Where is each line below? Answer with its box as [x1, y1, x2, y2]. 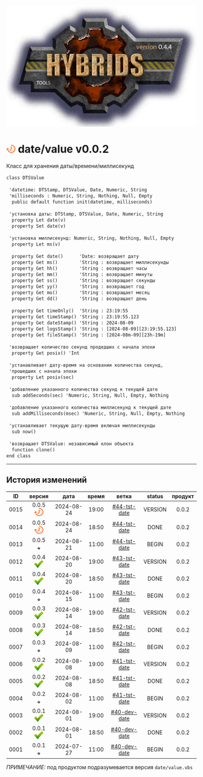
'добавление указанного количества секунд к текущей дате [8, 386, 158, 392]
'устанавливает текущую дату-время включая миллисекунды [8, 423, 155, 429]
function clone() [11, 447, 56, 453]
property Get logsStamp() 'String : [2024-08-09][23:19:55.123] [11, 326, 177, 332]
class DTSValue [6, 175, 45, 181]
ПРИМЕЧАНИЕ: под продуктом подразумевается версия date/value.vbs [6, 764, 193, 771]
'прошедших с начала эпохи [8, 368, 77, 374]
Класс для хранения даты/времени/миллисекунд [6, 162, 134, 169]
